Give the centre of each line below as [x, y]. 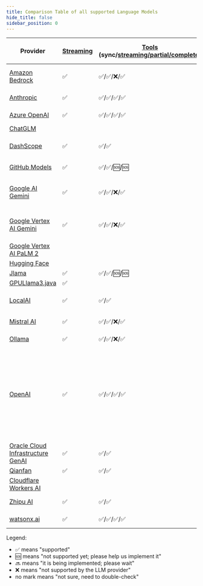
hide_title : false [29, 18]
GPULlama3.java [33, 283]
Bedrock [21, 81]
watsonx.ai [25, 519]
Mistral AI [23, 321]
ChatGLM [23, 129]
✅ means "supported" [43, 550]
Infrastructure [29, 453]
